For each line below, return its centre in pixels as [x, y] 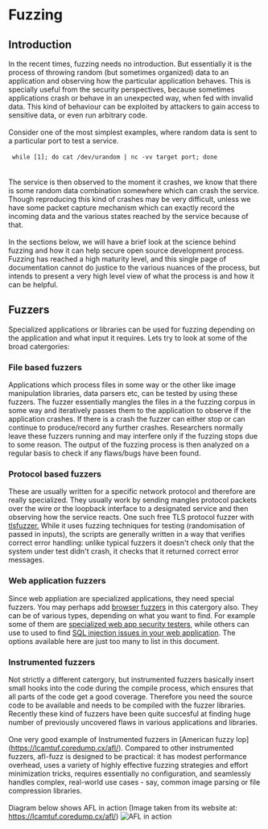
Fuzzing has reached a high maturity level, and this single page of [118, 259]
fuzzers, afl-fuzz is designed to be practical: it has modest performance [128, 757]
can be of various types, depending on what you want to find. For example [132, 615]
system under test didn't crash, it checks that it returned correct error [124, 551]
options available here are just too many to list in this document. [114, 641]
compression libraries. [45, 791]
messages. [27, 560]
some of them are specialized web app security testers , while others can [129, 624]
